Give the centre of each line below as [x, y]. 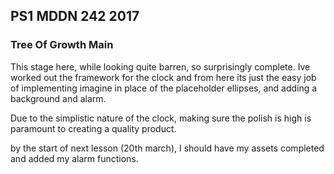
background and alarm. [58, 98]
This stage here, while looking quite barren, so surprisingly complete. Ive [160, 66]
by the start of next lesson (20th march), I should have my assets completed [167, 148]
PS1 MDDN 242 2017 [75, 16]
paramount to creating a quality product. [93, 128]
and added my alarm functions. [74, 158]
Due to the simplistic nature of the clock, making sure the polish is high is [161, 118]
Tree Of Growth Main [62, 45]
